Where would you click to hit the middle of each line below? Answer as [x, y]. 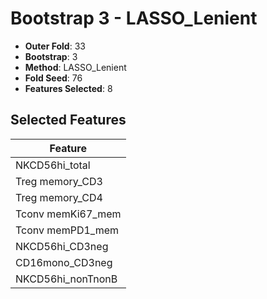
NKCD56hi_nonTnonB [66, 279]
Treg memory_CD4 [59, 197]
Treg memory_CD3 [59, 181]
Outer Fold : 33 [55, 46]
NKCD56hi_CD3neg [62, 246]
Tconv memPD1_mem [67, 230]
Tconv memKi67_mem [68, 214]
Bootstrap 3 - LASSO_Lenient [134, 18]
